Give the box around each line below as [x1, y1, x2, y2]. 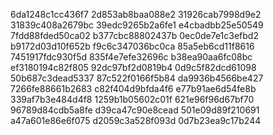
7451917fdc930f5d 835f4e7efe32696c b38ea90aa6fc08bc [10, 51, 253, 63]
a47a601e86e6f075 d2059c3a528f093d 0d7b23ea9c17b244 [10, 115, 262, 126]
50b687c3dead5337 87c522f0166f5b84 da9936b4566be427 [10, 72, 264, 84]
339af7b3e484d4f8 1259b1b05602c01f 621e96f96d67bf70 [10, 94, 255, 105]
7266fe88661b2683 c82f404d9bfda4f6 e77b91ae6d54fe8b [10, 83, 257, 94]
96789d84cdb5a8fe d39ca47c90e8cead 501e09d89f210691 [10, 104, 260, 116]
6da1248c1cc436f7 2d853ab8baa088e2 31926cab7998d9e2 [10, 9, 262, 20]
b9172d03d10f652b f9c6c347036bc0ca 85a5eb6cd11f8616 [10, 40, 255, 52]
